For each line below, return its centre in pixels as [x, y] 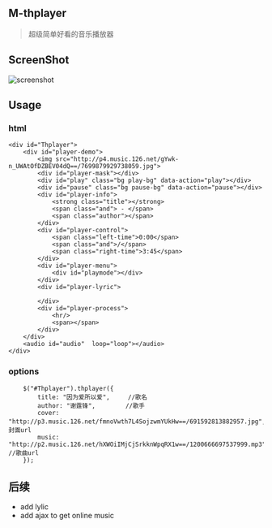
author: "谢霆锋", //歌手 [91, 405]
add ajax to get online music [67, 516]
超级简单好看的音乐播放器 [71, 34]
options [24, 371]
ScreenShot [39, 60]
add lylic [34, 507]
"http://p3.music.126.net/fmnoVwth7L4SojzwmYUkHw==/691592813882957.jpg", [137, 422]
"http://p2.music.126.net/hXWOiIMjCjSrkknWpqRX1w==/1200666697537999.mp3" [137, 444]
